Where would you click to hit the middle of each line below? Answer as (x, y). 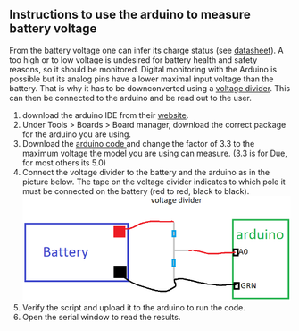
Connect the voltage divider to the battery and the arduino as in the (146, 172)
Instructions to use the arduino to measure (130, 15)
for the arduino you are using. (77, 134)
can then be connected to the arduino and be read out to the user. (130, 98)
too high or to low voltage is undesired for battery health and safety (133, 59)
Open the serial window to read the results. (101, 318)
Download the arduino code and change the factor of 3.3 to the (138, 143)
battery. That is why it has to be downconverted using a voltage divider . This (150, 88)
